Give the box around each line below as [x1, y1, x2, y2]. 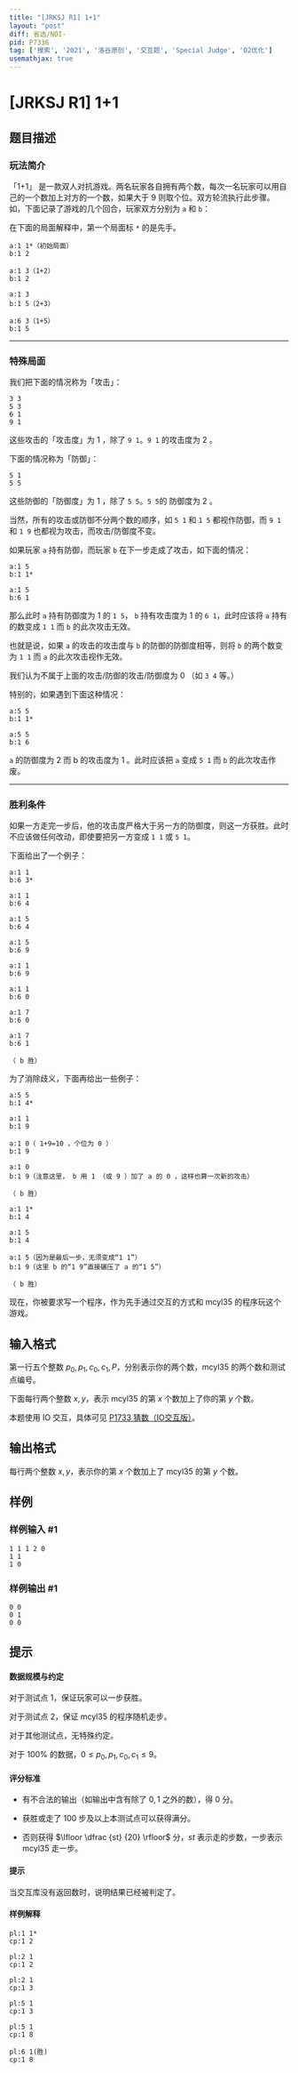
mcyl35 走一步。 [21, 1843, 83, 1854]
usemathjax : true [9, 54, 74, 63]
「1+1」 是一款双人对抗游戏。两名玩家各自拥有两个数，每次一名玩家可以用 [9, 181, 279, 191]
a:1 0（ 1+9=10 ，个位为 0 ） [9, 1139, 113, 1148]
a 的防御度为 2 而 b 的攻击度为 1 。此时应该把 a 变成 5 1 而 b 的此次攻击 [9, 755, 269, 766]
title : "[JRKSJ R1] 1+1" [9, 12, 101, 22]
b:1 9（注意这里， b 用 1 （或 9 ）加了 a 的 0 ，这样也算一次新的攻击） [9, 1172, 255, 1181]
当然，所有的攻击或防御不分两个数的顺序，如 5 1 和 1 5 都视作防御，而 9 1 [9, 515, 282, 526]
